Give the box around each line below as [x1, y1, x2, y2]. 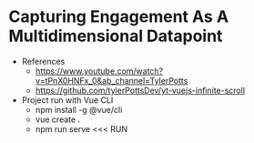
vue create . [35, 114, 81, 125]
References [21, 56, 66, 66]
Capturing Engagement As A [8, 6, 229, 27]
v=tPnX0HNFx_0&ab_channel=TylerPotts [35, 75, 188, 86]
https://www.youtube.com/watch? [35, 66, 164, 77]
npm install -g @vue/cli [35, 104, 123, 115]
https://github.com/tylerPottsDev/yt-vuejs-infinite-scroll [35, 85, 246, 96]
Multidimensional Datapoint [8, 26, 223, 46]
